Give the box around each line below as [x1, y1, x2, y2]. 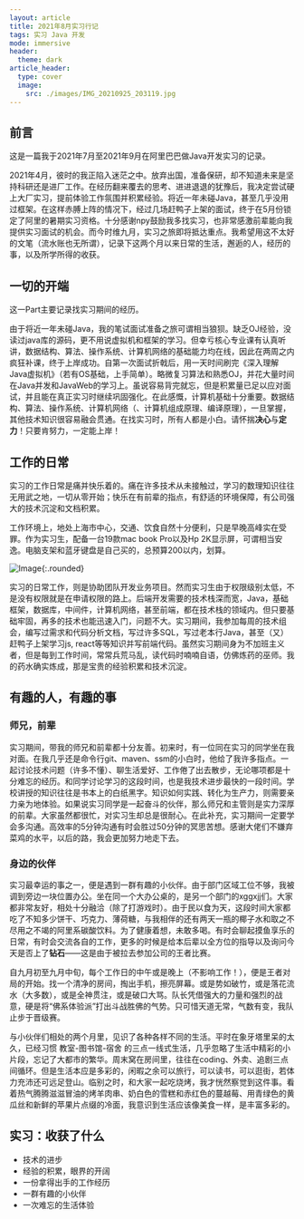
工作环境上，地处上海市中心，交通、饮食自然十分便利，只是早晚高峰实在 [9, 522, 279, 533]
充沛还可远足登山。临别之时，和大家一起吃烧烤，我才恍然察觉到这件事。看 [16, 1076, 295, 1088]
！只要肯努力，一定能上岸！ [17, 425, 120, 436]
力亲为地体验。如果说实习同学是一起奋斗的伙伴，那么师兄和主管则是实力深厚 [9, 798, 295, 809]
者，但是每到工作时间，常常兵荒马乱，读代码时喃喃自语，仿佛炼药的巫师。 [9, 649, 287, 660]
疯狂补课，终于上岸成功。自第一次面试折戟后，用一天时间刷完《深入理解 [9, 357, 279, 368]
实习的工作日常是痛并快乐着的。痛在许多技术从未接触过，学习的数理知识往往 [9, 479, 295, 490]
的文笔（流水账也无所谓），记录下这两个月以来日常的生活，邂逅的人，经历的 [9, 237, 291, 249]
